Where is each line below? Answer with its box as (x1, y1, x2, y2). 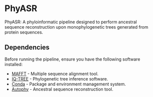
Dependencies (4, 43, 50, 51)
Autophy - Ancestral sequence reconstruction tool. (11, 86, 114, 92)
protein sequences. (4, 29, 43, 35)
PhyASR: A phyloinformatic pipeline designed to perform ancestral (4, 19, 137, 25)
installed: (4, 61, 23, 67)
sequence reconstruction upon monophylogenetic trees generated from (4, 24, 149, 30)
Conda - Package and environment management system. (11, 81, 126, 87)
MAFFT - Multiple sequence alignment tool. (11, 71, 99, 77)
